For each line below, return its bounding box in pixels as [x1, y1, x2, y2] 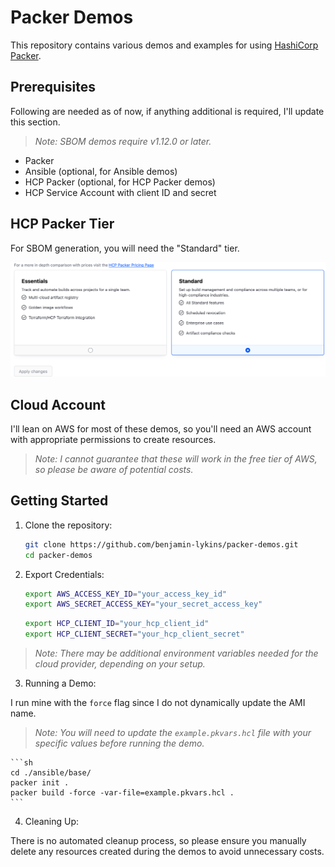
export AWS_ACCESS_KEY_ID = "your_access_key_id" [24, 589, 227, 599]
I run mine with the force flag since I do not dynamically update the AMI [10, 697, 306, 709]
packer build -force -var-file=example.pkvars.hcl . [10, 788, 235, 798]
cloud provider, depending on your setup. [34, 658, 206, 670]
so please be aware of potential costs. [34, 463, 194, 475]
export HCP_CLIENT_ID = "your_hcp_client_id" [24, 619, 210, 629]
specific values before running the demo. [34, 737, 205, 750]
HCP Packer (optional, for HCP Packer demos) [24, 176, 216, 188]
